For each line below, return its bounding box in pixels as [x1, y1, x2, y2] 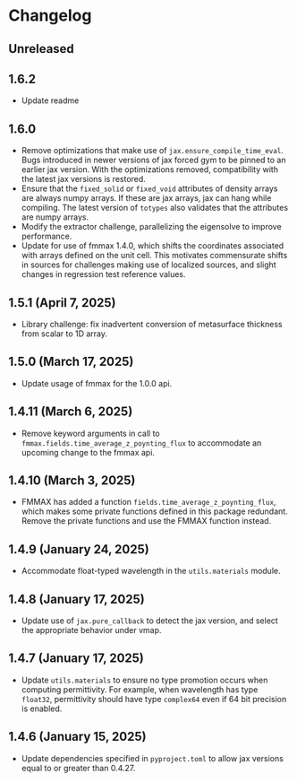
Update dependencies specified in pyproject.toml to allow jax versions [21, 752, 284, 763]
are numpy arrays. [21, 212, 89, 222]
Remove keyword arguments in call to [21, 428, 160, 439]
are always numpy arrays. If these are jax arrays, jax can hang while [21, 193, 272, 204]
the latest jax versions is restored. [21, 174, 147, 185]
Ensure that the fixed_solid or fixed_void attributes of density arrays [21, 183, 278, 194]
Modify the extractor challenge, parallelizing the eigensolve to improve [21, 222, 283, 232]
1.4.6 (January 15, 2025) [8, 729, 147, 744]
